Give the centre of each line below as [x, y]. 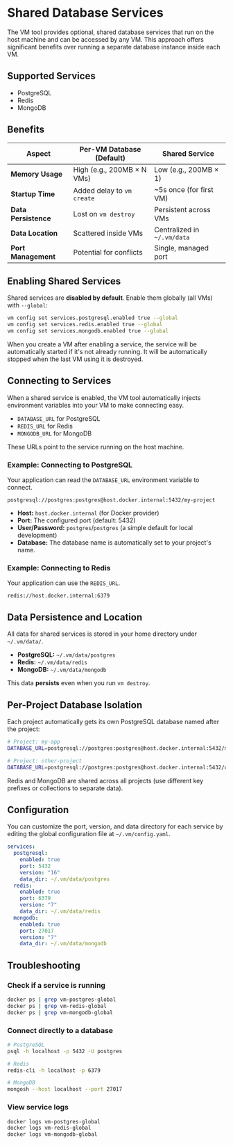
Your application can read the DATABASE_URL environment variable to [103, 480]
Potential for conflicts [108, 252]
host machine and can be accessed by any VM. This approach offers [106, 39]
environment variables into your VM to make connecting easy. [96, 405]
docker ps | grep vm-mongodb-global [60, 1012]
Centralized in [176, 230]
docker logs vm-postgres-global [54, 1121]
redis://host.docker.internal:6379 [59, 596]
